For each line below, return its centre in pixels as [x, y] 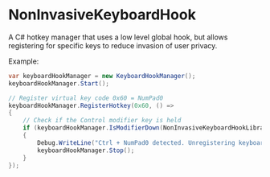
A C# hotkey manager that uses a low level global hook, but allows [118, 37]
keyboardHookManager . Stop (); [86, 150]
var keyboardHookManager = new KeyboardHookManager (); [102, 76]
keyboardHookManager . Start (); [59, 83]
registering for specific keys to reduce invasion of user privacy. [113, 45]
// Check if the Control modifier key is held [102, 121]
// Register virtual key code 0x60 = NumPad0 [86, 98]
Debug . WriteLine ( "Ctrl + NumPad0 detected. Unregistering [136, 142]
